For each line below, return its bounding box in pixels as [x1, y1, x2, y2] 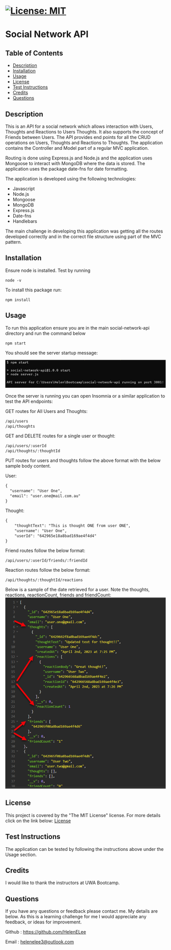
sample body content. [5, 463, 51, 469]
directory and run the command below [5, 330, 85, 336]
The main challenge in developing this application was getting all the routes [5, 228, 163, 234]
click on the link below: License [5, 818, 71, 824]
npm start [5, 340, 26, 346]
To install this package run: [5, 287, 62, 293]
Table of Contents [5, 49, 64, 57]
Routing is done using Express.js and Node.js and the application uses [5, 155, 153, 161]
